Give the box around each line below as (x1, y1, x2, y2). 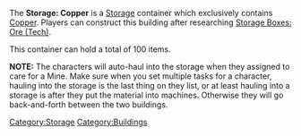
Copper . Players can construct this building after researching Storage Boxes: (9, 17, 292, 28)
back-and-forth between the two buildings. (9, 99, 168, 110)
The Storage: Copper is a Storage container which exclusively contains (9, 8, 273, 18)
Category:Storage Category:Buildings (9, 116, 148, 127)
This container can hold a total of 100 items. (9, 44, 171, 55)
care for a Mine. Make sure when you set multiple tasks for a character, (9, 71, 272, 81)
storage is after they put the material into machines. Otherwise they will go (9, 89, 284, 100)
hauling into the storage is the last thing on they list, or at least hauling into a (9, 81, 290, 90)
